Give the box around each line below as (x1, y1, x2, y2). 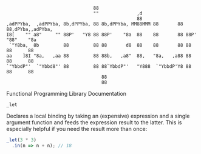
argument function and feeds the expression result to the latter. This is (6, 119, 182, 126)
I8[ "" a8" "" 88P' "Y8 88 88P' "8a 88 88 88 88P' (6, 32, 197, 38)
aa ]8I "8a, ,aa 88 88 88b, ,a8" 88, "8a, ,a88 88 (6, 53, 191, 59)
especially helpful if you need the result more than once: (6, 126, 148, 132)
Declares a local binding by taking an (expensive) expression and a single (6, 112, 190, 119)
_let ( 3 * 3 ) (6, 137, 36, 143)
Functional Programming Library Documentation (6, 90, 126, 97)
